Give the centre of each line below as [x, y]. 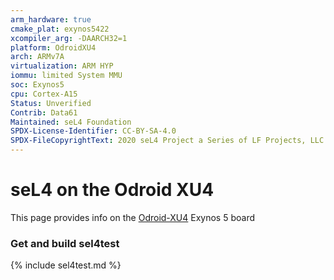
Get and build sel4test [65, 243]
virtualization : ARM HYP [62, 66]
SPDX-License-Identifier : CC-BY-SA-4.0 [93, 131]
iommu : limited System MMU [66, 76]
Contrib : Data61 [44, 112]
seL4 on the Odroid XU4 [112, 190]
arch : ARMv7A [37, 57]
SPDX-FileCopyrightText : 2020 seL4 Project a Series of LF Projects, [158, 141]
